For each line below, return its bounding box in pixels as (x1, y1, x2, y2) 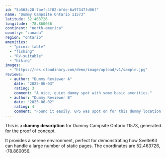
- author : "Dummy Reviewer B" (9, 95, 72, 100)
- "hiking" (9, 58, 32, 63)
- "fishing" (9, 49, 35, 54)
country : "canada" (5, 30, 43, 35)
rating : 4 (14, 104, 35, 109)
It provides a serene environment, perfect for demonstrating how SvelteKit (5, 137, 158, 143)
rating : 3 (14, 85, 35, 91)
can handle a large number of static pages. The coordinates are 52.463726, (5, 143, 161, 149)
